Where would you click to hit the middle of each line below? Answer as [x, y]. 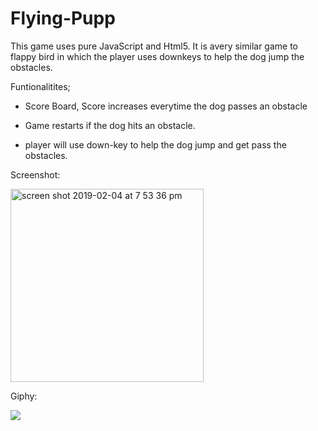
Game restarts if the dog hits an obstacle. [110, 125]
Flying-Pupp [63, 18]
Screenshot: [35, 174]
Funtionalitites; [40, 86]
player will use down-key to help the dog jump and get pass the [155, 144]
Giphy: [24, 396]
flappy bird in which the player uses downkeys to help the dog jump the [157, 56]
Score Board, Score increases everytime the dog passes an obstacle [166, 106]
